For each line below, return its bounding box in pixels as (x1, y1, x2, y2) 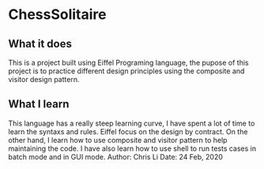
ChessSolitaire (8, 6, 107, 24)
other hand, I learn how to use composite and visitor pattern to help (8, 135, 228, 145)
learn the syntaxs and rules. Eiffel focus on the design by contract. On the (8, 126, 248, 136)
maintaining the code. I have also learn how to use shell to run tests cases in (8, 144, 257, 153)
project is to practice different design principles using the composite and (8, 66, 245, 76)
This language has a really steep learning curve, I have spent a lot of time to (8, 118, 255, 128)
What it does (8, 37, 73, 51)
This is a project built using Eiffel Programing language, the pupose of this (8, 58, 249, 67)
